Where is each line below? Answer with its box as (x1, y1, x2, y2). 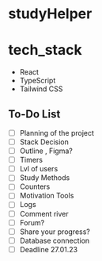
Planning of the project (19, 128, 95, 137)
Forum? (19, 217, 45, 227)
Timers (19, 155, 43, 165)
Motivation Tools (19, 191, 74, 201)
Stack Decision (19, 137, 69, 147)
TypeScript (19, 76, 56, 86)
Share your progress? (19, 227, 91, 236)
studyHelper (8, 5, 93, 23)
